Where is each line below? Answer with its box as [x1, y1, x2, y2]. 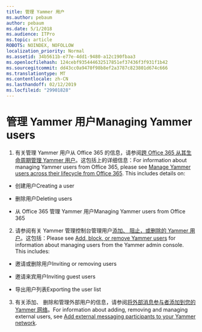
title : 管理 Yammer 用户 [6, 8, 65, 15]
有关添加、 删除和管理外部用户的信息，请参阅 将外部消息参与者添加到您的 [14, 298, 196, 305]
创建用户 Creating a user [14, 182, 75, 189]
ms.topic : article [6, 37, 52, 43]
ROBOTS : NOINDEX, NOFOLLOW [6, 43, 74, 49]
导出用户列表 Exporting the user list [14, 286, 101, 293]
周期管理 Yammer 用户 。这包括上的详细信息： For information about [20, 156, 188, 163]
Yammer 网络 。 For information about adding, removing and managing [14, 305, 188, 313]
